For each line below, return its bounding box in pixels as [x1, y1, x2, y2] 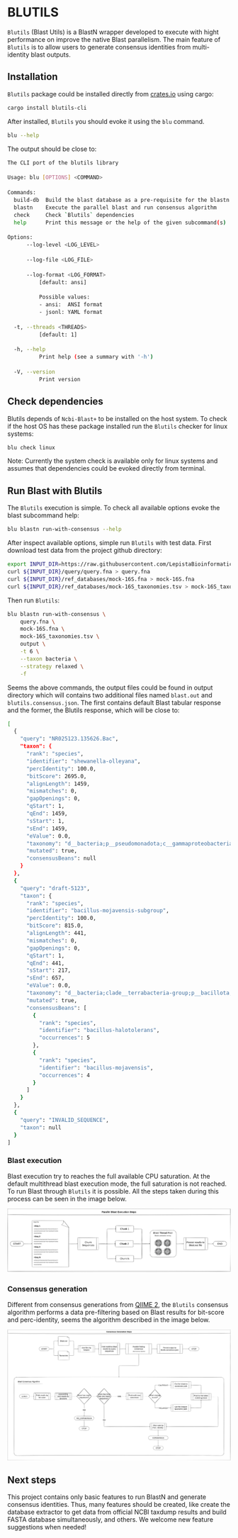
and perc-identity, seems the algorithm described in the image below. [7, 1315, 210, 1324]
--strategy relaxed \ [20, 663, 84, 670]
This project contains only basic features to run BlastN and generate [7, 1493, 207, 1501]
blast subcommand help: [7, 511, 79, 520]
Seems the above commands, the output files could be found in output [7, 683, 213, 692]
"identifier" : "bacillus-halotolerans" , [38, 1027, 160, 1034]
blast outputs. [30, 50, 71, 59]
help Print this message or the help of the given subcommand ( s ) [13, 219, 227, 226]
